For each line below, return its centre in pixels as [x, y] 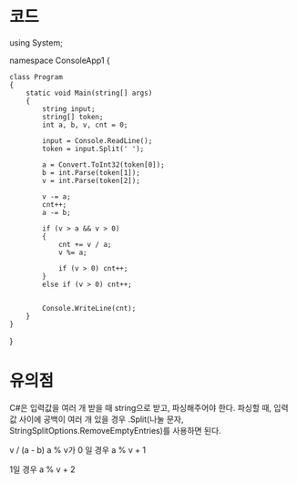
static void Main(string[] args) [89, 93]
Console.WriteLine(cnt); [89, 308]
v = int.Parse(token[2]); [92, 180]
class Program [36, 77]
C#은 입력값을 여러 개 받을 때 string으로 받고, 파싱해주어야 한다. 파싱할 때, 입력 [149, 407]
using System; [36, 42]
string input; [69, 108]
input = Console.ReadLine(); [97, 140]
